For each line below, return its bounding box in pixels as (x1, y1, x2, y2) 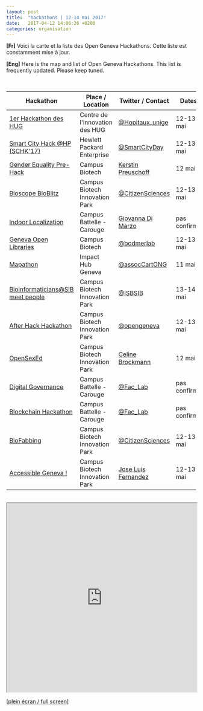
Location (83, 100, 110, 109)
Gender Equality (9, 161, 55, 169)
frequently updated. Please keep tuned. (6, 67, 105, 74)
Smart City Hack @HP (9, 140, 72, 148)
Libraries (9, 243, 34, 252)
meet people (9, 293, 45, 301)
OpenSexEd (9, 354, 43, 363)
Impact (80, 253, 99, 261)
